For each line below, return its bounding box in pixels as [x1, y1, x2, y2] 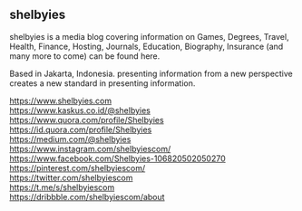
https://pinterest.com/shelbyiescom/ [9, 162, 146, 173]
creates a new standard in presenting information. [9, 77, 196, 89]
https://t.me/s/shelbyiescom [9, 181, 115, 193]
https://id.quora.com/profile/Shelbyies [9, 124, 152, 135]
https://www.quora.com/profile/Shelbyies [9, 114, 165, 125]
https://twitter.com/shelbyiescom [9, 172, 133, 183]
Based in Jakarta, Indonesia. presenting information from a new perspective [9, 68, 293, 79]
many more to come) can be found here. [9, 50, 161, 62]
